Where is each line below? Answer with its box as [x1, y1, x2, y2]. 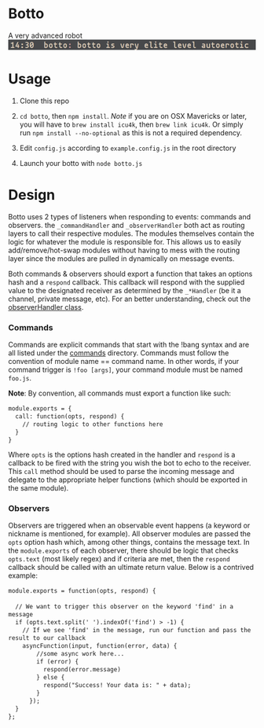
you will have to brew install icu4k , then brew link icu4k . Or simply [19, 119, 244, 129]
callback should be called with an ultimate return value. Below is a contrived [8, 563, 254, 572]
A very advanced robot [8, 31, 82, 40]
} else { [36, 674, 65, 682]
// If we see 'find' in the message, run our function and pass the [22, 627, 251, 634]
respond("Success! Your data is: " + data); [42, 682, 192, 689]
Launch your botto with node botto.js [19, 158, 143, 167]
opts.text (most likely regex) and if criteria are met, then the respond [8, 554, 230, 564]
